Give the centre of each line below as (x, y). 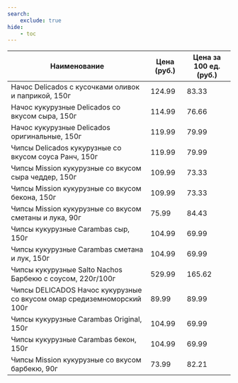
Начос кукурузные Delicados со (66, 107)
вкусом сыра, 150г (44, 116)
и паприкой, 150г (41, 96)
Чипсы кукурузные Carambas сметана (77, 249)
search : (19, 14)
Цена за (207, 57)
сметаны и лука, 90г (46, 218)
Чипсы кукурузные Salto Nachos (67, 270)
